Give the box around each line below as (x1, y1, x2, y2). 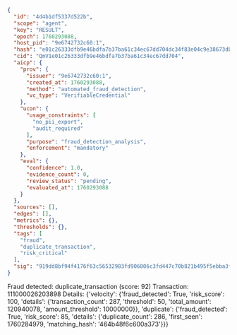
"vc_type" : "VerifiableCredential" (25, 92, 131, 99)
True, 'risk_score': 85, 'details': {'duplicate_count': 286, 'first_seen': (7, 312, 203, 321)
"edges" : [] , (13, 211, 52, 218)
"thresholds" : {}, (13, 223, 68, 230)
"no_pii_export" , (32, 118, 83, 125)
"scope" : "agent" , (13, 20, 68, 27)
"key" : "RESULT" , (13, 26, 65, 33)
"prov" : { (20, 66, 49, 73)
